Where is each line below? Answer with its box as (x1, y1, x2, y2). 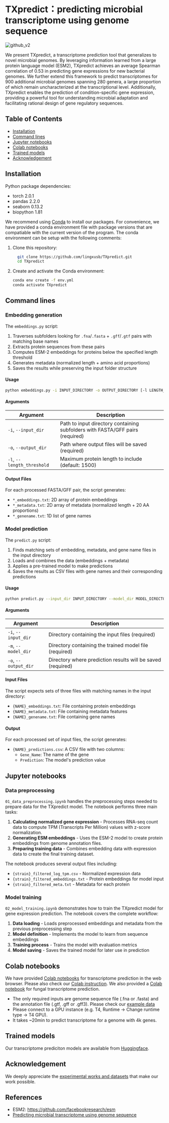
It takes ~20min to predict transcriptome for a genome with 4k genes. (12, 1017, 157, 1024)
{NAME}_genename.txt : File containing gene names (12, 714, 116, 720)
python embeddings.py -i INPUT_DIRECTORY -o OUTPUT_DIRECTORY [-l (5, 388, 147, 393)
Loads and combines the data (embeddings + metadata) (12, 557, 129, 563)
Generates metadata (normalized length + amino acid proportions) (12, 359, 150, 365)
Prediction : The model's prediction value (20, 757, 106, 763)
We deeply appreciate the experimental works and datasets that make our (5, 1073, 158, 1079)
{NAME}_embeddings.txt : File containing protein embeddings (12, 703, 136, 709)
